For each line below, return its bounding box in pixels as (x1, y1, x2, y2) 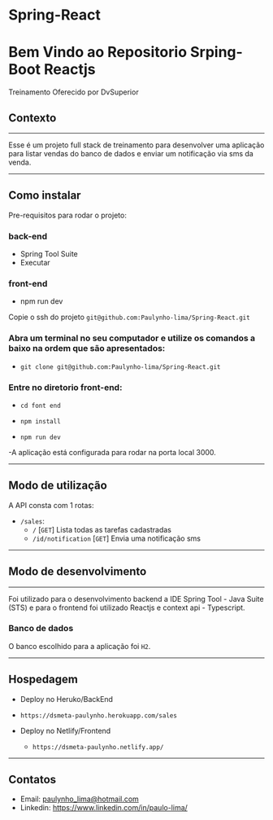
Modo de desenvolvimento (8, 564, 147, 579)
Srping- (189, 43, 244, 62)
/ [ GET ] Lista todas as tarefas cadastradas (32, 524, 172, 534)
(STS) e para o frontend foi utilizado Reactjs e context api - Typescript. (8, 603, 245, 612)
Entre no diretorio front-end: (8, 381, 123, 392)
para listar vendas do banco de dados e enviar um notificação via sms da (8, 148, 253, 158)
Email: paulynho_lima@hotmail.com (19, 794, 140, 804)
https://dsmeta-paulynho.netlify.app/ (32, 743, 164, 751)
